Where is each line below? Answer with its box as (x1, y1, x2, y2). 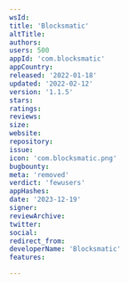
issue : (9, 145, 34, 154)
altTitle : (9, 29, 46, 38)
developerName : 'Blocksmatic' (9, 245, 122, 254)
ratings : (9, 104, 42, 113)
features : (9, 253, 46, 263)
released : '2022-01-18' (9, 71, 98, 80)
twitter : (9, 220, 42, 229)
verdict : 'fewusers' (9, 179, 86, 188)
